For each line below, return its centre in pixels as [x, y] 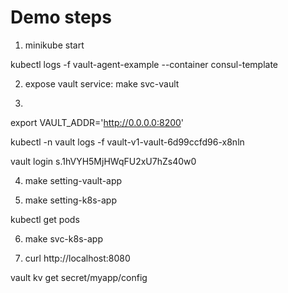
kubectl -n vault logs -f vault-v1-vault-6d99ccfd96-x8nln [127, 142]
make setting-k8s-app [70, 200]
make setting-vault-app [73, 180]
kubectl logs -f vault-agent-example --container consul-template [144, 64]
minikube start [54, 45]
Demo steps [61, 17]
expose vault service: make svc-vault [102, 83]
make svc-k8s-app [63, 238]
